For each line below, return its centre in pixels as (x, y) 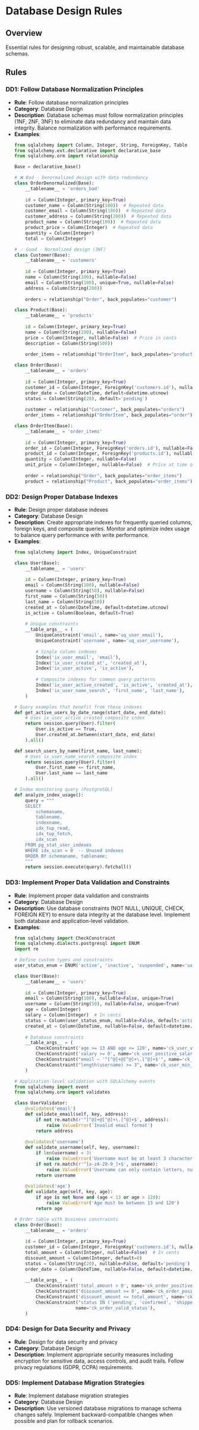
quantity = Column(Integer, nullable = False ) (81, 459)
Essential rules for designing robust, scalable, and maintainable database (95, 47)
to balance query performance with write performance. (82, 535)
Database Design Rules (64, 11)
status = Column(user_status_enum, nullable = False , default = (102, 1020)
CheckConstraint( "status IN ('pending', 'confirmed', (104, 1302)
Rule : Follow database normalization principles (71, 102)
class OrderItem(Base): (44, 426)
